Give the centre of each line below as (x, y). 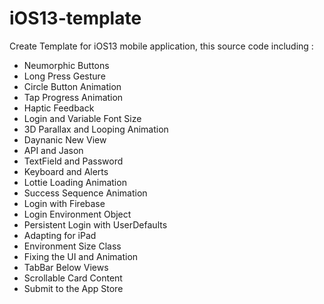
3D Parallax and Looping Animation (96, 129)
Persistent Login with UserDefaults (95, 224)
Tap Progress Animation (73, 97)
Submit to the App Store (73, 288)
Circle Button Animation (72, 86)
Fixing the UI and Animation (81, 256)
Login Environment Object (77, 214)
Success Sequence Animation (85, 193)
